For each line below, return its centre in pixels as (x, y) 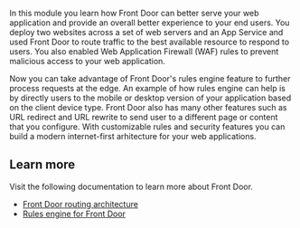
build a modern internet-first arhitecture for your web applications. (133, 136)
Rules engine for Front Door (74, 214)
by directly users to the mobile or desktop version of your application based (150, 98)
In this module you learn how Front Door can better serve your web (134, 13)
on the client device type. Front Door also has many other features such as (148, 107)
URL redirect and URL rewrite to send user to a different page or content (144, 117)
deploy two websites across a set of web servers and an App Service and (146, 32)
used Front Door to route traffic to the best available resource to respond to (150, 42)
